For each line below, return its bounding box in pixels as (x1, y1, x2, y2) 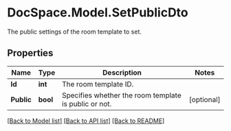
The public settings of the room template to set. (7, 27, 142, 36)
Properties (7, 47, 54, 59)
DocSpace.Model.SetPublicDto (7, 5, 188, 21)
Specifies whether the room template (61, 91, 181, 100)
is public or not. (61, 99, 112, 108)
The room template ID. (61, 79, 134, 88)
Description (102, 67, 142, 77)
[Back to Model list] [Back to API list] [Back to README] (7, 117, 165, 125)
